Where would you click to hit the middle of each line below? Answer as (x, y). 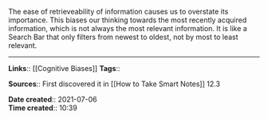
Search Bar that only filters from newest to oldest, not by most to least (123, 37)
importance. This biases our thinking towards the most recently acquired (128, 20)
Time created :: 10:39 (43, 108)
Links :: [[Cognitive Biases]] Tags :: (64, 68)
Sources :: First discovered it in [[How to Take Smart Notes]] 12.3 (114, 84)
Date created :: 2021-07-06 (53, 99)
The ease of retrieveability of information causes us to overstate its (118, 12)
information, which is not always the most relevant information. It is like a (128, 28)
